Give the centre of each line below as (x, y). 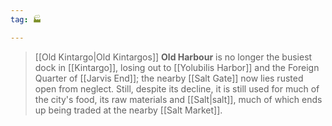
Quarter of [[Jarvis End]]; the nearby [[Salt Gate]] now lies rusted (169, 78)
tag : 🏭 (26, 19)
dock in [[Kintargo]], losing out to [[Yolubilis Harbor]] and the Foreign (177, 67)
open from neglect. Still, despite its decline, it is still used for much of (177, 88)
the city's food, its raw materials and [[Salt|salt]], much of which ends (178, 99)
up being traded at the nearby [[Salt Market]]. (128, 110)
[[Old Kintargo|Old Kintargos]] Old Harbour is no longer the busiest (173, 57)
